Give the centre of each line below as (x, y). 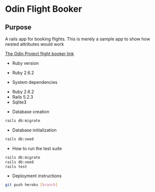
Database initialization (34, 130)
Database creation (31, 112)
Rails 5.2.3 (22, 97)
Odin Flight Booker (44, 9)
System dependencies (35, 82)
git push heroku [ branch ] (31, 185)
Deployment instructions (37, 176)
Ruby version (25, 63)
